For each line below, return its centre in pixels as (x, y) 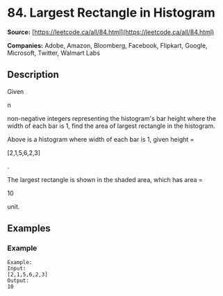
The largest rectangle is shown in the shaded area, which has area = (105, 179)
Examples (29, 228)
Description (33, 75)
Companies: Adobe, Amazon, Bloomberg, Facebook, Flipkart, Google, (107, 45)
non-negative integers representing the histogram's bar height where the (112, 118)
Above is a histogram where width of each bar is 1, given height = (101, 139)
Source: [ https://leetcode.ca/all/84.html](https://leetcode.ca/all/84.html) (111, 32)
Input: (17, 269)
